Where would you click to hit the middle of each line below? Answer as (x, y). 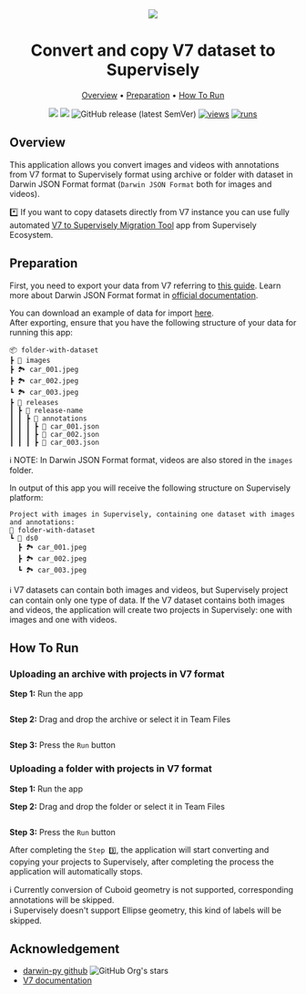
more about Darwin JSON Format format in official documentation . (134, 295)
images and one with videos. (63, 619)
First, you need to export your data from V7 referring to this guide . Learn (145, 285)
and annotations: (42, 522)
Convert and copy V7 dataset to (153, 51)
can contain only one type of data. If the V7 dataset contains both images (147, 600)
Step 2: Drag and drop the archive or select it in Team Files (120, 720)
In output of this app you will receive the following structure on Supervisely (150, 488)
